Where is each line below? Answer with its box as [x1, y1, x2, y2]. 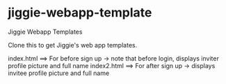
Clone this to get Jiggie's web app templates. [8, 41, 138, 49]
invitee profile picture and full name [8, 69, 110, 77]
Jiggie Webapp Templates [8, 28, 83, 36]
